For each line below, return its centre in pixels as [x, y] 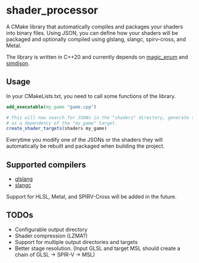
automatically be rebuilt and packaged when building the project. [85, 146]
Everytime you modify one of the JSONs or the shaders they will [84, 140]
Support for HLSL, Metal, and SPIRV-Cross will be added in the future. [91, 197]
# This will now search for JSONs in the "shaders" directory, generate [98, 118]
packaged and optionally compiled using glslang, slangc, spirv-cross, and [96, 39]
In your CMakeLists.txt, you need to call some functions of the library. [91, 96]
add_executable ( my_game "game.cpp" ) [51, 107]
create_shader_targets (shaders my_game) [57, 129]
